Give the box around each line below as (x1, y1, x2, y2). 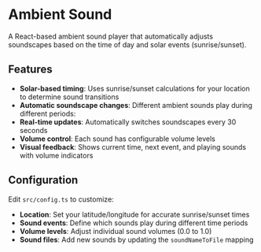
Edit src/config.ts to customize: (8, 195, 114, 204)
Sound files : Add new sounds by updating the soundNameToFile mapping (19, 235, 254, 244)
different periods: (19, 109, 76, 118)
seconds (19, 125, 48, 135)
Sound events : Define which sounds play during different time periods (19, 218, 248, 228)
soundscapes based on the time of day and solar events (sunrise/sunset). (8, 39, 247, 49)
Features (8, 63, 53, 76)
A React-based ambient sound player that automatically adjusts (8, 31, 214, 41)
